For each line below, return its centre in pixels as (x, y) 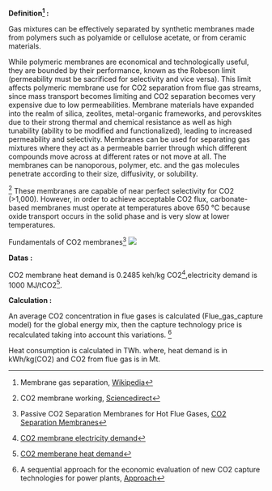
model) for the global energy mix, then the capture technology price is (125, 325)
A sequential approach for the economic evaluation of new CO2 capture (140, 469)
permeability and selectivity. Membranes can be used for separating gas (130, 139)
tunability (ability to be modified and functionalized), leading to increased (130, 130)
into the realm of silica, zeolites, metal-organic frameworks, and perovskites (135, 113)
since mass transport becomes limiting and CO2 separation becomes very (132, 96)
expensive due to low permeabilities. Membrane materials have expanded (132, 105)
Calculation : (30, 301)
